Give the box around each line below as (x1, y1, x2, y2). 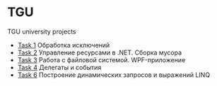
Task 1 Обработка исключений (17, 41, 110, 49)
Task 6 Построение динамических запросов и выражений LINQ (17, 71, 211, 79)
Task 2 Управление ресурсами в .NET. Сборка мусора (17, 48, 182, 57)
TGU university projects (7, 27, 76, 36)
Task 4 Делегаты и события (17, 63, 102, 71)
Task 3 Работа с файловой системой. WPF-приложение (17, 55, 186, 64)
